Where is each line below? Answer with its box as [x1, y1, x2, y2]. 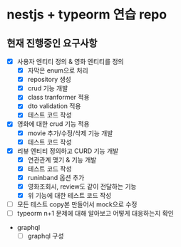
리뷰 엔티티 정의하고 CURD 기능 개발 [16, 147, 119, 155]
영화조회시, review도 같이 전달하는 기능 [27, 182, 137, 191]
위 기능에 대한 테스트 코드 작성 [27, 191, 112, 199]
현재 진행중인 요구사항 [6, 37, 98, 49]
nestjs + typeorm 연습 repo [6, 6, 167, 23]
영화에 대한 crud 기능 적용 [16, 120, 90, 128]
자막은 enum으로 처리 [27, 66, 88, 75]
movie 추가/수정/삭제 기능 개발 [27, 129, 113, 137]
